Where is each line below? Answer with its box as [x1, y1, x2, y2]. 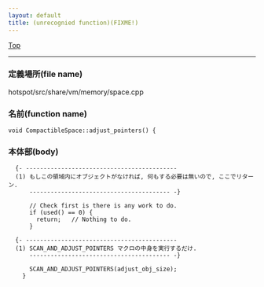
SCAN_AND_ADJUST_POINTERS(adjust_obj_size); [28, 265, 178, 274]
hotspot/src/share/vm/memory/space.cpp [8, 87, 144, 97]
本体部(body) [8, 146, 59, 157]
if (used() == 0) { [28, 209, 93, 217]
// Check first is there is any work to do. [28, 202, 178, 210]
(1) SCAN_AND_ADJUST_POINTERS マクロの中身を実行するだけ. [15, 245, 197, 252]
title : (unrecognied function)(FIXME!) [8, 19, 139, 27]
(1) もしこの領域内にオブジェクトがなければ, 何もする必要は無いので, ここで [15, 173, 236, 181]
